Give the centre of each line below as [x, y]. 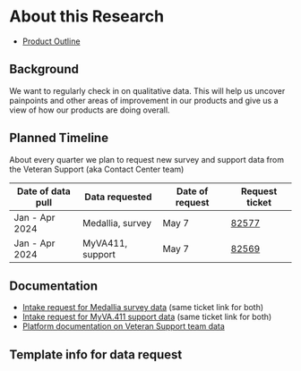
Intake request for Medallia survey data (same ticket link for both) [143, 308]
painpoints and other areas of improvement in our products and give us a [144, 100]
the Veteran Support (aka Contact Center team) [97, 169]
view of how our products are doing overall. [90, 110]
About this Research [86, 17]
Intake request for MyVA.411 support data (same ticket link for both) [147, 317]
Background [44, 69]
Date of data [44, 191]
